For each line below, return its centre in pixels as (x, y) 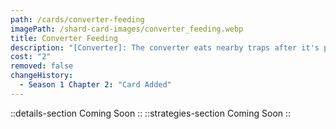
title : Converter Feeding (64, 38)
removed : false (42, 66)
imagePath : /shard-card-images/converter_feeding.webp (127, 29)
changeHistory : (42, 76)
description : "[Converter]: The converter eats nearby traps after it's (165, 47)
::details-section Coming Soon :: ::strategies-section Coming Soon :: (151, 113)
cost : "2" (31, 57)
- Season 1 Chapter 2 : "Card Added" (95, 85)
